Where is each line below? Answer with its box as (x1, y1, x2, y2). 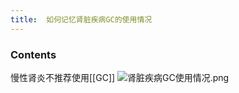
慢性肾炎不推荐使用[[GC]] (10, 71, 116, 83)
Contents (10, 47, 57, 61)
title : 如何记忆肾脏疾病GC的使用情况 (10, 14, 153, 25)
